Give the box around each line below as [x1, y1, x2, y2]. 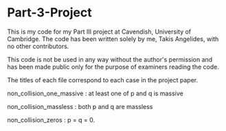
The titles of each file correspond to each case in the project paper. [7, 75, 199, 84]
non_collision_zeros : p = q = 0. [7, 115, 95, 124]
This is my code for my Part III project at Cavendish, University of [7, 27, 192, 36]
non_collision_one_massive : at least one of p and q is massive [7, 89, 183, 97]
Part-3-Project [7, 5, 92, 21]
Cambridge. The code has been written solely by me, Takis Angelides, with [7, 34, 219, 43]
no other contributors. [7, 42, 69, 50]
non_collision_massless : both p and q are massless [7, 102, 153, 110]
